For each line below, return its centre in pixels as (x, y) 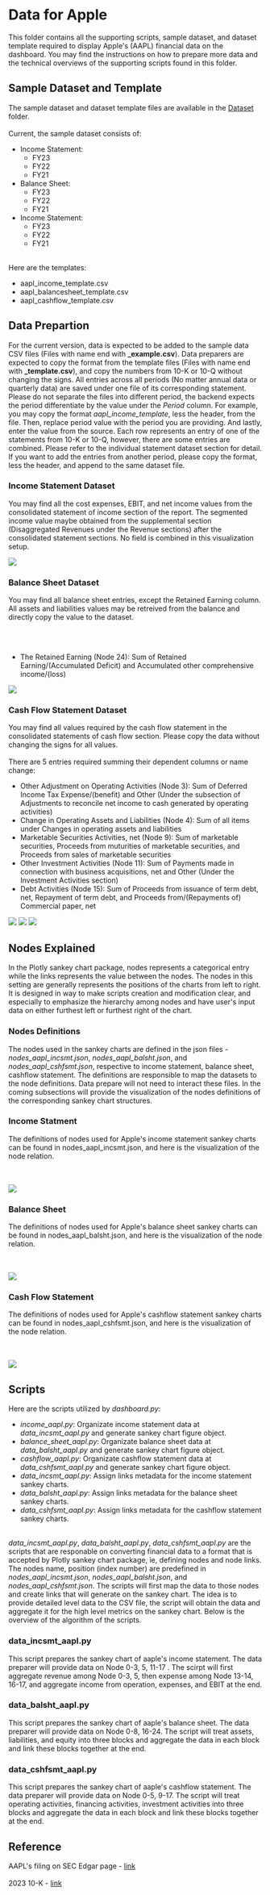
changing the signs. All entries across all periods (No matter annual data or (133, 379)
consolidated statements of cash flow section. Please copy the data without (134, 737)
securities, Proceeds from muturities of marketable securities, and (130, 846)
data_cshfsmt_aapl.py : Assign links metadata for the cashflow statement (141, 1510)
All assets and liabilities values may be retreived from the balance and (124, 609)
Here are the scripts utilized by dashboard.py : (85, 1409)
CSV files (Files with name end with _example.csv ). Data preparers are (126, 353)
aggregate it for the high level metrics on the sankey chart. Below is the (127, 1612)
